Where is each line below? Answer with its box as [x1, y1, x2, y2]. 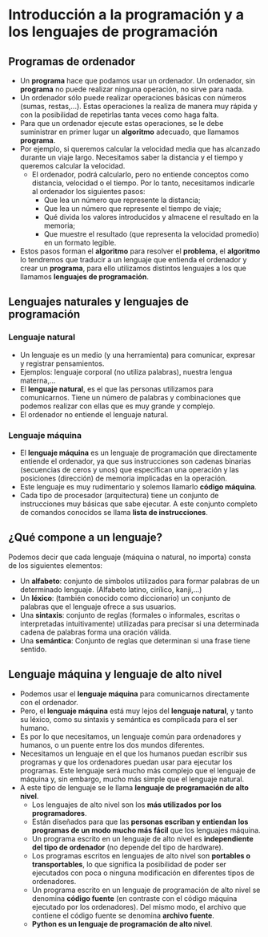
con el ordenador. [19, 697, 78, 707]
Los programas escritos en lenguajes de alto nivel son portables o [31, 850, 250, 860]
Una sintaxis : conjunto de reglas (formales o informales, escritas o [19, 610, 241, 619]
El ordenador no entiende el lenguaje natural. [19, 409, 169, 419]
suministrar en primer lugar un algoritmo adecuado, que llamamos [19, 127, 240, 136]
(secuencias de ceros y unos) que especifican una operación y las [19, 464, 239, 474]
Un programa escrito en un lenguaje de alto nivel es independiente [31, 834, 254, 843]
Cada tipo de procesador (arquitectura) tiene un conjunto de [19, 490, 219, 500]
